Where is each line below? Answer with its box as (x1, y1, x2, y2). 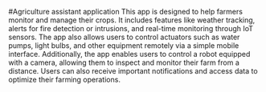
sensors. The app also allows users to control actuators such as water (8, 32, 240, 42)
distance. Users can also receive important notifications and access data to (8, 66, 259, 75)
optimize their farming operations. (8, 75, 121, 84)
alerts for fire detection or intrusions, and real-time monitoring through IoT (8, 24, 254, 33)
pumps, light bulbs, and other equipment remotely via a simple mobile (8, 41, 239, 50)
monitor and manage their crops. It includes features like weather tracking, (8, 15, 256, 25)
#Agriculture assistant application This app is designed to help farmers (8, 7, 243, 16)
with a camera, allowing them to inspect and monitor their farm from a (8, 58, 239, 67)
